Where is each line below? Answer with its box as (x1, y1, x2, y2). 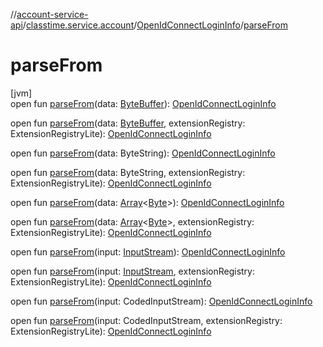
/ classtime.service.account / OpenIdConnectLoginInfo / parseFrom (22, 19, 288, 31)
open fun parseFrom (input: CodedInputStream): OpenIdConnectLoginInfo (10, 295, 313, 307)
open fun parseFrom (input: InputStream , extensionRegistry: (10, 265, 256, 277)
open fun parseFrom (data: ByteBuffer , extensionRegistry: (10, 117, 246, 129)
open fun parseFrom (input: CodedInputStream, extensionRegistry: (10, 314, 283, 326)
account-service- (16, 9, 89, 20)
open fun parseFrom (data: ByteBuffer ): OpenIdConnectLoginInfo (10, 97, 277, 109)
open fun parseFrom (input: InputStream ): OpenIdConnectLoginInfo (10, 245, 286, 258)
